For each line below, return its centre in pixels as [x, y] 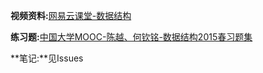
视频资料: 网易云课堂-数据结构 [71, 15]
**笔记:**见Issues [47, 58]
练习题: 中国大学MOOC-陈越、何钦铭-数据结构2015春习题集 [131, 37]
